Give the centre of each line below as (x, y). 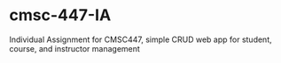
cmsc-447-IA (60, 15)
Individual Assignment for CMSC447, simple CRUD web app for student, (140, 39)
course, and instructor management (74, 48)
